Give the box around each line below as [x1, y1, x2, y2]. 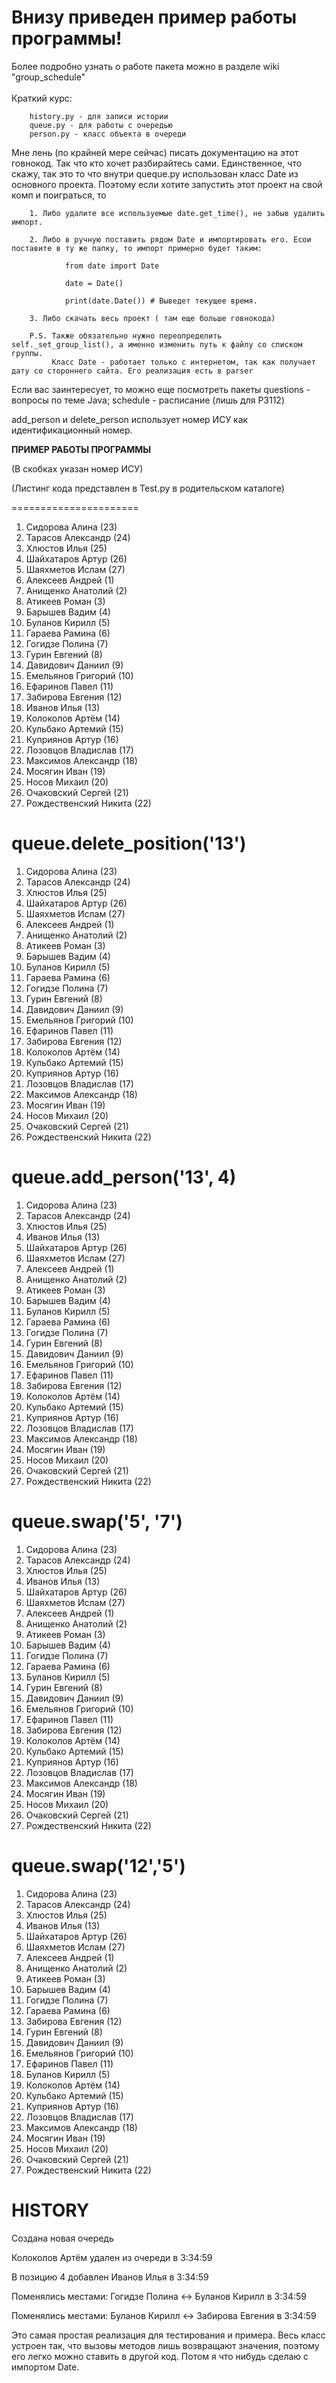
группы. [11, 348, 44, 358]
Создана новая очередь [11, 2232, 114, 2244]
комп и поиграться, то [11, 189, 107, 201]
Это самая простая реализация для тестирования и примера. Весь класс [11, 2329, 326, 2341]
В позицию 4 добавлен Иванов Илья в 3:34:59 [11, 2271, 209, 2283]
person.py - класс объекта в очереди [29, 129, 187, 139]
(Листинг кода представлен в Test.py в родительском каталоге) [11, 482, 285, 494]
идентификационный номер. [11, 424, 133, 436]
